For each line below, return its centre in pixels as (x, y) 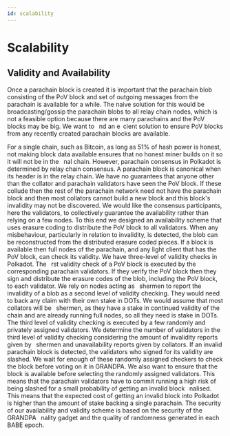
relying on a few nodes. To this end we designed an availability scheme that (115, 220)
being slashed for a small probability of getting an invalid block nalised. (109, 388)
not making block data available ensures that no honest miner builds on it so (115, 154)
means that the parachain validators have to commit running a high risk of (112, 381)
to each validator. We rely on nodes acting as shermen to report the (104, 286)
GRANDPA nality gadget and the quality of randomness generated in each (113, 417)
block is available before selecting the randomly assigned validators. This (111, 373)
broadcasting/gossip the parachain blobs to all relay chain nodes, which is (113, 112)
